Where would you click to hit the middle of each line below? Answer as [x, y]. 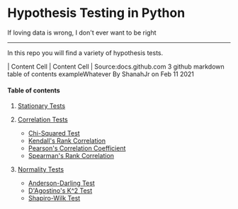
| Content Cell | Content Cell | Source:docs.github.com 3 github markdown [116, 66]
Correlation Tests [43, 120]
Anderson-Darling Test [62, 183]
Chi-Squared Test [54, 133]
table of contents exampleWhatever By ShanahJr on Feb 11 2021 [101, 74]
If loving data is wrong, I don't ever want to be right [82, 32]
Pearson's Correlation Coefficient [77, 148]
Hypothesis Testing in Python [96, 13]
